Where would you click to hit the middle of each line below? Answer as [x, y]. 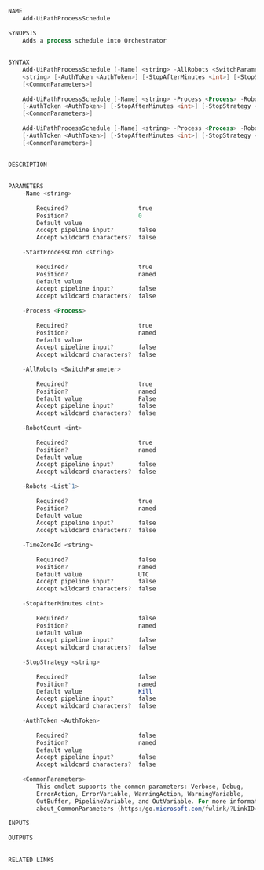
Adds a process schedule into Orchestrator [95, 40]
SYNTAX [19, 63]
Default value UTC [93, 574]
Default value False [96, 398]
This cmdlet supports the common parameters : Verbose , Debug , [140, 787]
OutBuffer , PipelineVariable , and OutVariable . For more [131, 801]
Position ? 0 [90, 216]
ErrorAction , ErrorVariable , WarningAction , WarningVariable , [140, 794]
